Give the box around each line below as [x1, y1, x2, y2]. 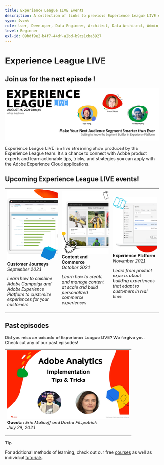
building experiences [113, 278, 155, 284]
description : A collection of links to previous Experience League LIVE [5, 13, 156, 18]
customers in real [113, 288, 148, 294]
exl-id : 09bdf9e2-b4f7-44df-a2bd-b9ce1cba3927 [5, 34, 102, 39]
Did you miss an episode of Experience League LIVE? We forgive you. [5, 335, 145, 340]
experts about [113, 273, 141, 278]
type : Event [5, 18, 29, 23]
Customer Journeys [7, 261, 49, 267]
